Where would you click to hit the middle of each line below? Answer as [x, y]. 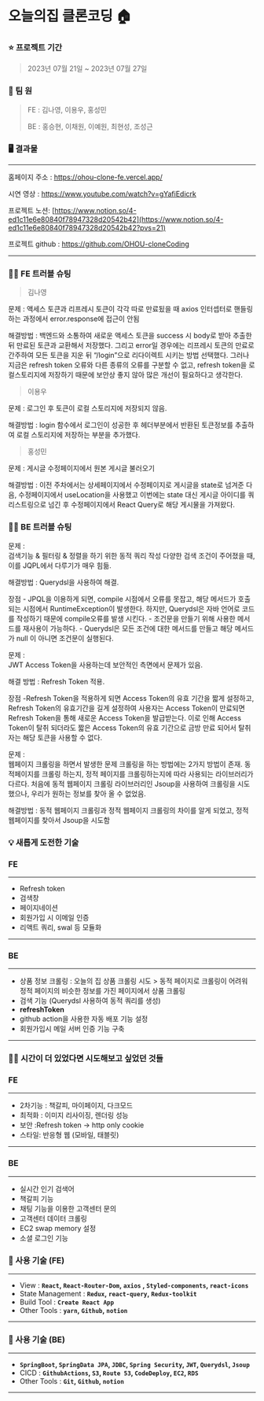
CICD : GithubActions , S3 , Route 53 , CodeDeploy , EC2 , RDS [109, 1373]
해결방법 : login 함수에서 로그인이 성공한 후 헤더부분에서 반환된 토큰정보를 [121, 425]
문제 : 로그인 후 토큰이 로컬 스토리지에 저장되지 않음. [88, 408]
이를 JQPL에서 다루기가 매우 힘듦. [60, 565]
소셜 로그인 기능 [44, 1238]
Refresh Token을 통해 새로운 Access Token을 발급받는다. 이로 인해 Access [125, 717]
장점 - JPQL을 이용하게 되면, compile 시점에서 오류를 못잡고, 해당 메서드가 [122, 599]
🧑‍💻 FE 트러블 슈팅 [40, 274]
